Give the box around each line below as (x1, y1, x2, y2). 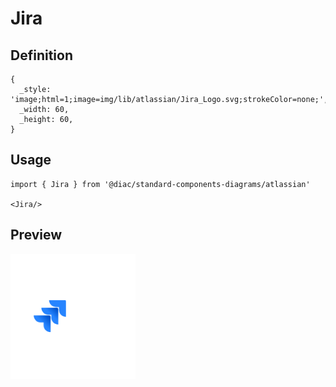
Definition (10, 47, 73, 64)
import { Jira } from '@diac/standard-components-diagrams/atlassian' (10, 179, 311, 189)
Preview (10, 227, 63, 244)
